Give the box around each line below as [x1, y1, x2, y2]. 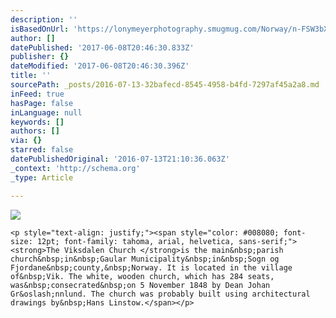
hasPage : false [10, 98, 74, 108]
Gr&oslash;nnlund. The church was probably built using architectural [10, 289, 311, 299]
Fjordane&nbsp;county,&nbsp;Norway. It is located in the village [10, 262, 293, 273]
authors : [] [10, 126, 60, 136]
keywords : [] [10, 117, 65, 127]
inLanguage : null [10, 107, 83, 118]
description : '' [10, 14, 78, 25]
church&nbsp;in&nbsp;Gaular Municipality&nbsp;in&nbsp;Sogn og [10, 254, 280, 264]
